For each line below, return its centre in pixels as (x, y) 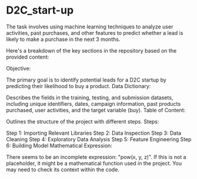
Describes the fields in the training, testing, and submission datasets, (90, 97)
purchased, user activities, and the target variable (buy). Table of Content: (96, 110)
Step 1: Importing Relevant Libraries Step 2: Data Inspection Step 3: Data (94, 133)
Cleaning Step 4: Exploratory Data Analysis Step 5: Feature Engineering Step (99, 139)
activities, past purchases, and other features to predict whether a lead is (95, 32)
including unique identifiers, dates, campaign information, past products (94, 103)
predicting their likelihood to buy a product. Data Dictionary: (79, 86)
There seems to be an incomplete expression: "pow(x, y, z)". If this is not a (96, 157)
